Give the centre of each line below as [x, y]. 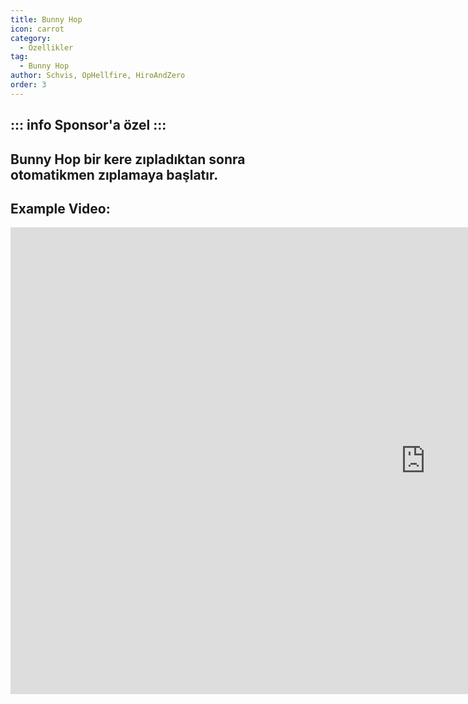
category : [31, 38]
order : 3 [28, 85]
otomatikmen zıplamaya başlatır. [114, 174]
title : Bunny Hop [46, 19]
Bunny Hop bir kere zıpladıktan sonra [128, 159]
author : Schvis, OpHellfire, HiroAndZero [98, 76]
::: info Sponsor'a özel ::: [88, 125]
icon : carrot [37, 29]
